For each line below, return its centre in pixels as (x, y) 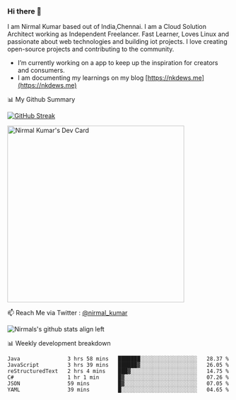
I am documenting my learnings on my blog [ (83, 78)
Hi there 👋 (25, 11)
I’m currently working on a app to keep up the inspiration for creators (118, 63)
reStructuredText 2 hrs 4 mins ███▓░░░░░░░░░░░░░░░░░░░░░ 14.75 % (118, 371)
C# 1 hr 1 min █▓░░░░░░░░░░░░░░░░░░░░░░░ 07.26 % (118, 377)
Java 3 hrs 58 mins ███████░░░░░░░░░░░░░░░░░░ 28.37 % (118, 359)
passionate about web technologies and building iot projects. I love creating (117, 42)
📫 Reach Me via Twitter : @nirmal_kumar (67, 313)
